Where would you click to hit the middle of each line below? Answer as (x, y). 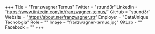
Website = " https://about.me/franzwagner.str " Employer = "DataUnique (77, 17)
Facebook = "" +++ (24, 27)
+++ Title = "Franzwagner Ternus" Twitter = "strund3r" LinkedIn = (71, 7)
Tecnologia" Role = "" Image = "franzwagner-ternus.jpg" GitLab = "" (74, 22)
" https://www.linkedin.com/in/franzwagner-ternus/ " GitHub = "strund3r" (78, 12)
